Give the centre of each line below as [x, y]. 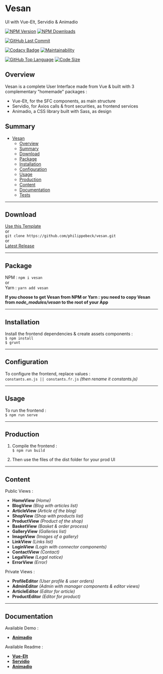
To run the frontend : [26, 410]
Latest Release [20, 246]
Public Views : [19, 491]
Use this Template [23, 226]
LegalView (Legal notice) [37, 557]
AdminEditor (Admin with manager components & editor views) [76, 586]
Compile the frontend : [34, 446]
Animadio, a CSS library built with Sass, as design [62, 111]
